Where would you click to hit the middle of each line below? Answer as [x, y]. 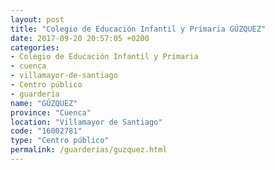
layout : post [37, 19]
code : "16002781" [46, 131]
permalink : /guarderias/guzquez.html [89, 150]
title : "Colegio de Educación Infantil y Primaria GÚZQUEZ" [138, 29]
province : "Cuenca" [51, 112]
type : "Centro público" [60, 141]
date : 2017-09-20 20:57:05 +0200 [80, 38]
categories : [35, 47]
